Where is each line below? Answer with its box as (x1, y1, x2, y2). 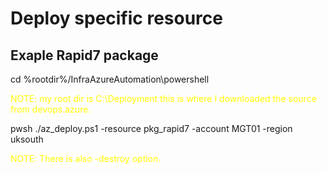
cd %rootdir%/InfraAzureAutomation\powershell (10, 73, 210, 85)
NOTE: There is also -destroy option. (10, 153, 162, 164)
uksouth (10, 133, 44, 145)
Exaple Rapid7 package (10, 47, 159, 64)
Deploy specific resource (10, 7, 223, 30)
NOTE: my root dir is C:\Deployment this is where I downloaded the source (10, 93, 317, 104)
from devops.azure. (10, 103, 92, 115)
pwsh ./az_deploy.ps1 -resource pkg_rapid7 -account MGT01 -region (10, 123, 293, 134)
